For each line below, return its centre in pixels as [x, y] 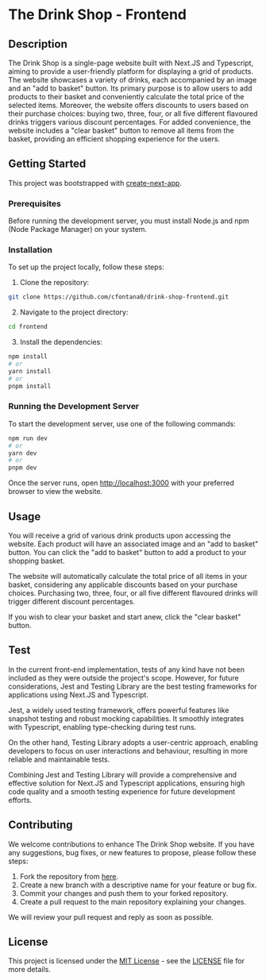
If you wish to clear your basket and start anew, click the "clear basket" [125, 617]
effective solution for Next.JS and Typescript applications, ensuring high [127, 783]
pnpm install [30, 386]
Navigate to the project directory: [74, 312]
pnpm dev [23, 468]
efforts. [20, 800]
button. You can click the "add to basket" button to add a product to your [127, 553]
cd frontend [28, 327]
